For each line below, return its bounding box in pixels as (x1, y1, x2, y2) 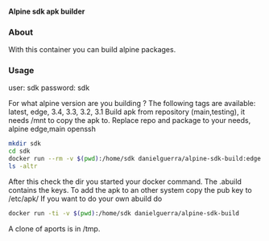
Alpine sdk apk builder (8, 6, 85, 16)
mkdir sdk (8, 140, 42, 148)
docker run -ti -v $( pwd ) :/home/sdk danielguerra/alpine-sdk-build (8, 209, 240, 217)
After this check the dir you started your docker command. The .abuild (8, 177, 242, 186)
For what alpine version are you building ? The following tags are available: (8, 99, 256, 108)
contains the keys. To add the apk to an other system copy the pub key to (8, 185, 252, 194)
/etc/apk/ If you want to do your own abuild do (8, 194, 163, 203)
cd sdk (8, 147, 31, 156)
